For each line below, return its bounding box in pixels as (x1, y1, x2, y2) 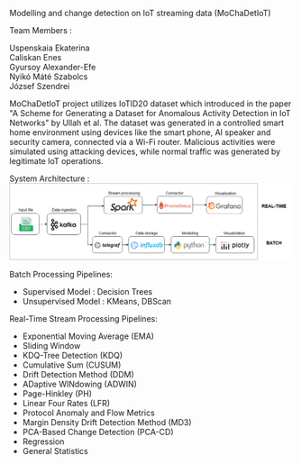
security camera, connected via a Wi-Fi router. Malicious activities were (9, 137, 276, 147)
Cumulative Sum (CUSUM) (22, 359, 122, 370)
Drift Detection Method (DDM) (22, 369, 134, 380)
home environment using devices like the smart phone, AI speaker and (9, 127, 271, 138)
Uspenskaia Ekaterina (9, 42, 90, 53)
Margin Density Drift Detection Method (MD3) (22, 417, 192, 428)
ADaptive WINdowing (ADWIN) (22, 378, 138, 390)
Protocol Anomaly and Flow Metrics (22, 407, 155, 418)
